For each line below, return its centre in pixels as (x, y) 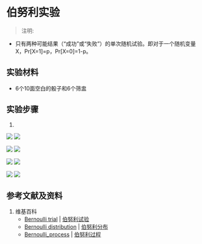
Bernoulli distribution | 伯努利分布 (66, 227)
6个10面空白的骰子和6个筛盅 (51, 88)
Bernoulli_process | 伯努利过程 (63, 235)
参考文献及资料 (34, 195)
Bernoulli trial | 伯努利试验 (57, 219)
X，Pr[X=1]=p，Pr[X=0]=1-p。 (53, 51)
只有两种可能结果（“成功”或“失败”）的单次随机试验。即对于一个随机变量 (106, 43)
